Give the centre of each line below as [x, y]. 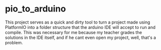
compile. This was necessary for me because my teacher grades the [73, 32]
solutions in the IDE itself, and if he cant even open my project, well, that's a [80, 37]
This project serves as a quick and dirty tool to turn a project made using [78, 22]
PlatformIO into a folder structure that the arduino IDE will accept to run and [80, 27]
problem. [14, 42]
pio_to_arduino [36, 9]
